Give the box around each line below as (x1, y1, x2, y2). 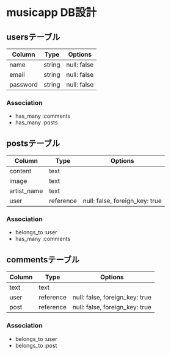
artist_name (9, 187, 43, 195)
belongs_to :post (15, 342, 57, 349)
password (9, 81, 38, 88)
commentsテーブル (6, 254, 80, 265)
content (9, 167, 32, 176)
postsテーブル (6, 138, 60, 148)
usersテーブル (6, 32, 60, 42)
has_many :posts (15, 119, 58, 126)
